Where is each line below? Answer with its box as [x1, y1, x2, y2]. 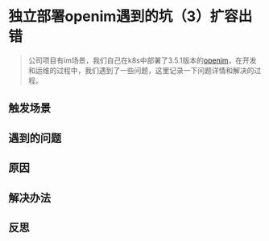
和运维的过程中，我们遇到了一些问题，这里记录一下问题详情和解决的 [27, 65, 255, 75]
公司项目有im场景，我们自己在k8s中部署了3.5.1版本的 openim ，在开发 [27, 55, 257, 65]
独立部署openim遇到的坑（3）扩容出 [8, 7, 253, 26]
